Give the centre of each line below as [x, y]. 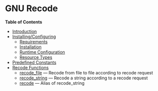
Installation [30, 47]
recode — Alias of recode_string [52, 83]
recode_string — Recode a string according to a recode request [84, 78]
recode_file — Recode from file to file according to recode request [86, 73]
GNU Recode [32, 9]
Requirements [34, 41]
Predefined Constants [34, 62]
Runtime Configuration [42, 52]
